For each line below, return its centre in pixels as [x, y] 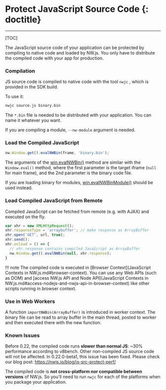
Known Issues [22, 335]
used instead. [19, 188]
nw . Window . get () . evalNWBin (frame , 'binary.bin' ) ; [57, 153]
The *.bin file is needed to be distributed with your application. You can [78, 115]
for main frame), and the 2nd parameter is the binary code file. [69, 173]
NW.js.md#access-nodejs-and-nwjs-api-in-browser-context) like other [77, 283]
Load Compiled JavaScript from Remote [54, 200]
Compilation [20, 71]
